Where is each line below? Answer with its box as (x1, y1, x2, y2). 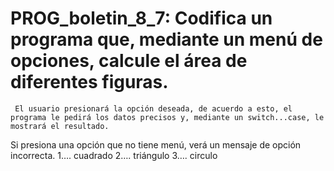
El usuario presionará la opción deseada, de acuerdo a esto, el (14, 103, 293, 114)
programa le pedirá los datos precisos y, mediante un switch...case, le (10, 112, 325, 122)
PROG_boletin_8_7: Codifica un (10, 7, 273, 30)
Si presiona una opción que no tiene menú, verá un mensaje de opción (10, 138, 302, 151)
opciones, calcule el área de (10, 50, 248, 72)
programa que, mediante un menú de (10, 28, 323, 51)
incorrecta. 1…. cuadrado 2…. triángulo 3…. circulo (10, 149, 218, 161)
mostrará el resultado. (10, 121, 110, 131)
